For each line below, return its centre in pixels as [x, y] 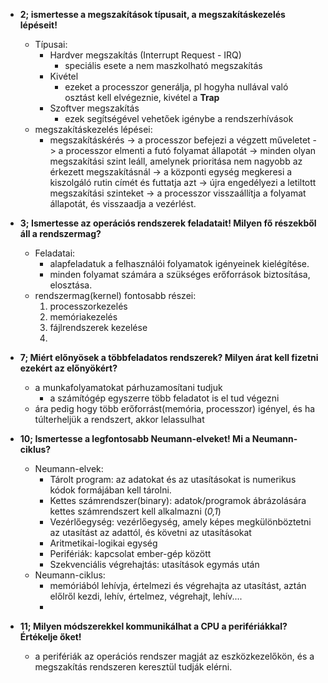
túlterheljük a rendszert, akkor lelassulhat [119, 419]
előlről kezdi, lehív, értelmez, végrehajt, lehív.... [146, 596]
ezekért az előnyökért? [68, 368]
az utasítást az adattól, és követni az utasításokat [150, 532]
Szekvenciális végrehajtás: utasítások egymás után [154, 564]
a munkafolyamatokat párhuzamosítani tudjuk [128, 387]
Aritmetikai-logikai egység [103, 543]
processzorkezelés [88, 306]
